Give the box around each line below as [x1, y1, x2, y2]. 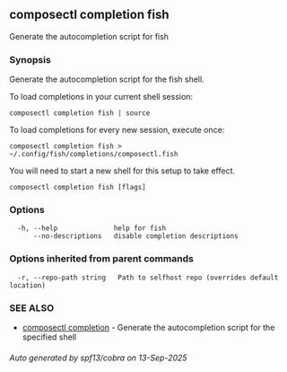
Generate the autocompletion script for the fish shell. [9, 74, 204, 84]
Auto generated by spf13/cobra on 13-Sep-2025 [9, 352, 187, 363]
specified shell [22, 332, 77, 342]
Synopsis [9, 53, 51, 66]
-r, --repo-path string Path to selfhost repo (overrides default [17, 273, 279, 282]
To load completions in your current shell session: [9, 92, 194, 102]
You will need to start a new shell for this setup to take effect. [9, 165, 236, 176]
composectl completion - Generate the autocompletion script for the [22, 323, 275, 332]
